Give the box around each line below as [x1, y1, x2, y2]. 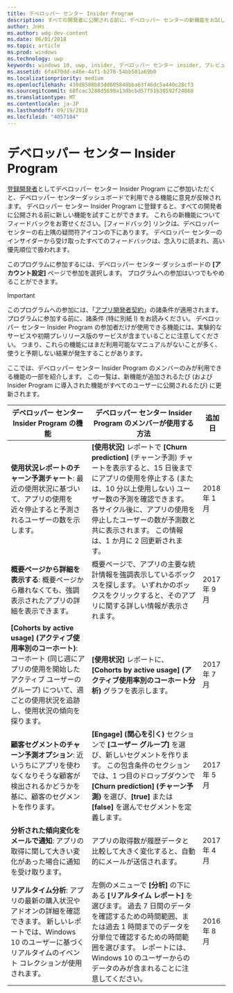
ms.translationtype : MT [7, 94, 76, 101]
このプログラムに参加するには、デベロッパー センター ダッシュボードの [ [7, 260, 215, 268]
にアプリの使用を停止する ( [91, 473, 180, 483]
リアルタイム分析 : [10, 885, 68, 895]
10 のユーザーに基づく [10, 937, 85, 947]
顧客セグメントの [10, 740, 67, 749]
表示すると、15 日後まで [112, 463, 193, 473]
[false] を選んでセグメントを [91, 802, 185, 812]
